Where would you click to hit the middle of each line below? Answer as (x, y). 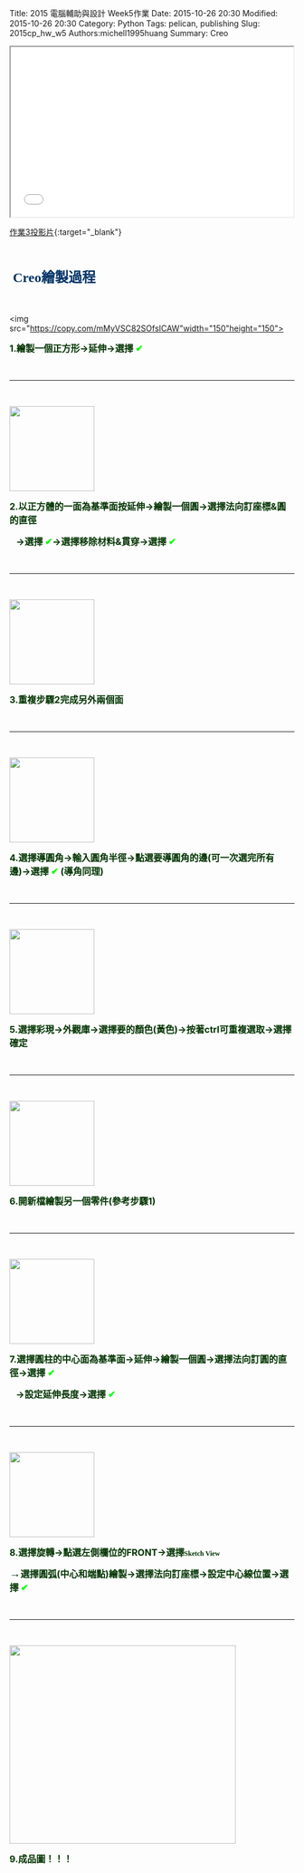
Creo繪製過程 (55, 277)
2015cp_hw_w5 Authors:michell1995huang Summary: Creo (119, 33)
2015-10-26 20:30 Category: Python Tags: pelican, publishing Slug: (135, 24)
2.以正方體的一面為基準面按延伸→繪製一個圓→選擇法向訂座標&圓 (148, 507)
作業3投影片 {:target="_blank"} (66, 232)
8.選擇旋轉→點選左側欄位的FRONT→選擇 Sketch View (115, 1553)
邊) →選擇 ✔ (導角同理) (57, 871)
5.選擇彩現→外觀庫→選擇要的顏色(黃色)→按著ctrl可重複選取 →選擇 (151, 1030)
